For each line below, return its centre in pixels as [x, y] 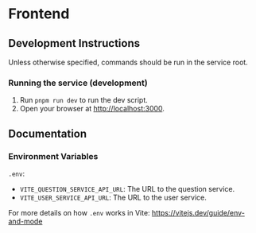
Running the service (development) [78, 83]
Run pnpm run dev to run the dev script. [84, 100]
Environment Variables [53, 156]
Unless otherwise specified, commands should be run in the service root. [128, 62]
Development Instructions [74, 43]
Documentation [48, 133]
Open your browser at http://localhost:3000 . [92, 109]
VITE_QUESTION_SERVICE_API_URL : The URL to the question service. [127, 188]
